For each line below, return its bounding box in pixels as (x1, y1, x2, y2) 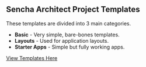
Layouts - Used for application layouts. (14, 37, 109, 44)
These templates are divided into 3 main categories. (6, 20, 131, 27)
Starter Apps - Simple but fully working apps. (14, 43, 125, 50)
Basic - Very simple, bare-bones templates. (14, 31, 120, 38)
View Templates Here (6, 54, 58, 61)
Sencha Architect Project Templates (6, 5, 140, 14)
